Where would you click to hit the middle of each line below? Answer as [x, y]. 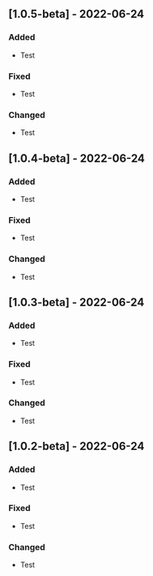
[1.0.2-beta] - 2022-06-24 [76, 446]
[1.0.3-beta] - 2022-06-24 [76, 302]
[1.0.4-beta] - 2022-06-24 [77, 158]
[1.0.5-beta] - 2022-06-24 [76, 14]
